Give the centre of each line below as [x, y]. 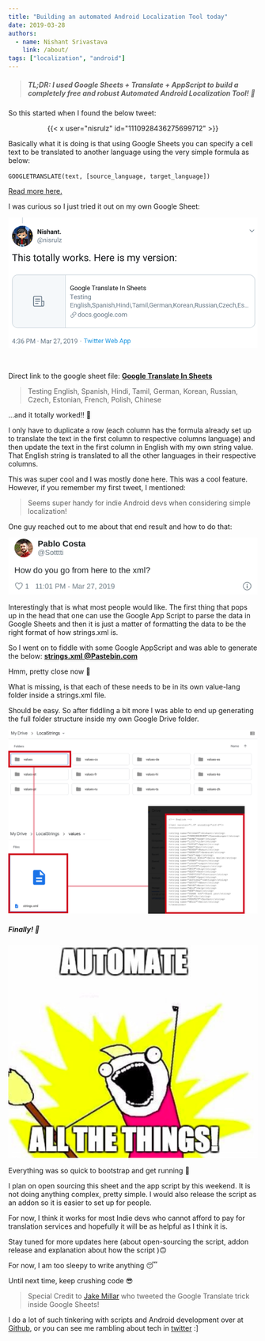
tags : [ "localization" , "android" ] [67, 59]
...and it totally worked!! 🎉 [50, 414]
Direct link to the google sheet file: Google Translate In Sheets [110, 376]
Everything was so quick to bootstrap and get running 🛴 [99, 1171]
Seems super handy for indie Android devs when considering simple [139, 503]
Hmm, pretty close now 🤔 [49, 671]
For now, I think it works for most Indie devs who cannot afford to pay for [127, 1218]
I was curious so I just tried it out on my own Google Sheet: [104, 206]
